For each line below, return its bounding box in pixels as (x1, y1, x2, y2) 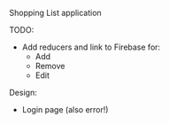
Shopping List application (9, 8, 102, 18)
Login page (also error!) (21, 105, 109, 114)
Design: (9, 88, 37, 97)
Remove (35, 61, 65, 71)
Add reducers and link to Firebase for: (21, 42, 161, 52)
